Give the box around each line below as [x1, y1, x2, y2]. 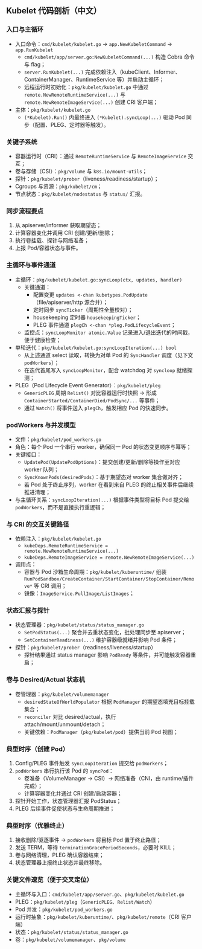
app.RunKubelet [14, 47, 54, 53]
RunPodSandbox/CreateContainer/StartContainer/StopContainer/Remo [24, 576, 195, 582]
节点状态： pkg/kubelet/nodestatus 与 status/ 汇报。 [14, 190, 146, 198]
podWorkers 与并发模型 [6, 420, 77, 429]
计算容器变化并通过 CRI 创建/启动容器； [24, 790, 122, 797]
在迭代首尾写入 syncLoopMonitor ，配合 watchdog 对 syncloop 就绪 [24, 366, 188, 373]
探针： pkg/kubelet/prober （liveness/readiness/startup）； [14, 175, 159, 182]
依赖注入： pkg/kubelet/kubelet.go [14, 535, 101, 542]
